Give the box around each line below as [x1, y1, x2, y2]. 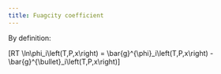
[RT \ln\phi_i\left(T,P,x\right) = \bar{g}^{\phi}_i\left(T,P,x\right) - [8, 48, 214, 57]
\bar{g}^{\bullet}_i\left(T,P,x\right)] [8, 57, 121, 66]
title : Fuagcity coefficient [8, 11, 104, 20]
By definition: [8, 33, 51, 43]
